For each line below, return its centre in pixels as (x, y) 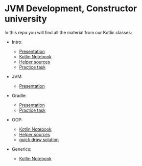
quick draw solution (39, 140)
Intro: (17, 42)
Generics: (22, 149)
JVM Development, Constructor (71, 9)
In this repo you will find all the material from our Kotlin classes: (69, 32)
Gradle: (19, 95)
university (26, 19)
